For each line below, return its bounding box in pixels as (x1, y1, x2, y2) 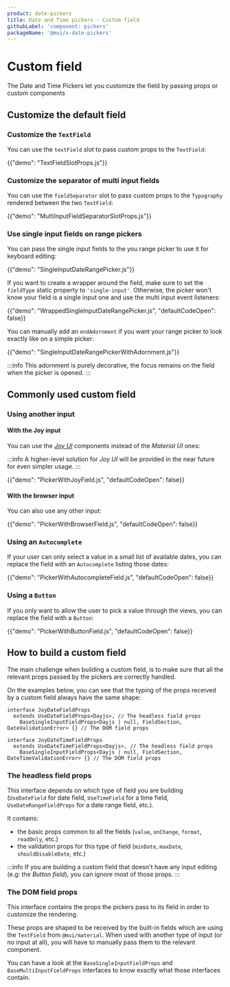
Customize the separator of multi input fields (7, 176, 160, 185)
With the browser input (7, 491, 74, 500)
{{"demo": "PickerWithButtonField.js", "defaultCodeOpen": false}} (7, 627, 194, 635)
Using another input (7, 409, 76, 418)
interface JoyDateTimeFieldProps (7, 736, 103, 743)
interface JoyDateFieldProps (7, 706, 91, 713)
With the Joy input (7, 426, 61, 434)
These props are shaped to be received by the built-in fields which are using (7, 924, 223, 932)
